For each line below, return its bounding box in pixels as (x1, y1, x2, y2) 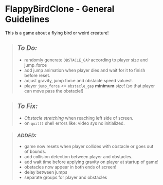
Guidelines (5, 14, 50, 25)
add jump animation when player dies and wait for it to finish (24, 67, 145, 73)
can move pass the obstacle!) (24, 88, 84, 93)
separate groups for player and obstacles (24, 174, 107, 180)
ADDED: (17, 132, 36, 139)
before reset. (24, 72, 50, 78)
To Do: (17, 44, 37, 52)
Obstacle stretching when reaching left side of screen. (24, 115, 134, 121)
